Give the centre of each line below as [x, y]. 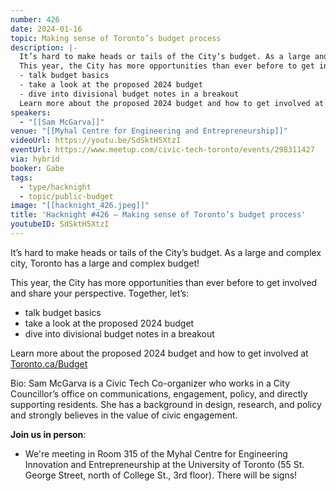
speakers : [31, 112]
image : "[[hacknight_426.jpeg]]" [80, 206]
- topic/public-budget [66, 196]
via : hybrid [35, 159]
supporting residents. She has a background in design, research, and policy [166, 404]
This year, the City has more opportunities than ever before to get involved [164, 282]
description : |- [44, 47]
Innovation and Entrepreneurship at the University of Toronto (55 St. [164, 464]
